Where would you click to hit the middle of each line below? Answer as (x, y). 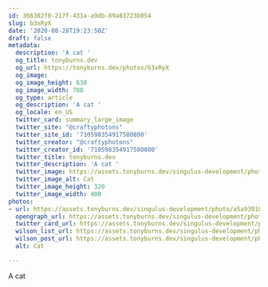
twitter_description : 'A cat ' (67, 165)
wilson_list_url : (44, 231)
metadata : (25, 46)
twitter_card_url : (46, 224)
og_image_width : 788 (49, 90)
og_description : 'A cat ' (59, 105)
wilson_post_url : (44, 239)
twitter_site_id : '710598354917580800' (82, 134)
